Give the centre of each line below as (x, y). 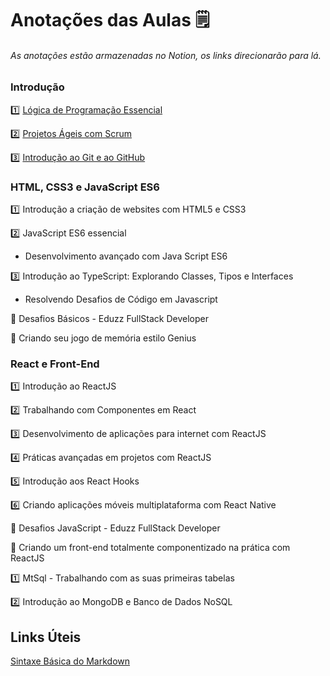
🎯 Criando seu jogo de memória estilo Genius (103, 338)
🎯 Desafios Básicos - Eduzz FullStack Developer (110, 319)
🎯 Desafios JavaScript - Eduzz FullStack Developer (115, 528)
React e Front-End (55, 364)
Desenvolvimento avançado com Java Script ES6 (126, 256)
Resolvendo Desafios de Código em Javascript (121, 299)
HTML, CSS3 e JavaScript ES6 (85, 187)
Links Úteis (46, 637)
